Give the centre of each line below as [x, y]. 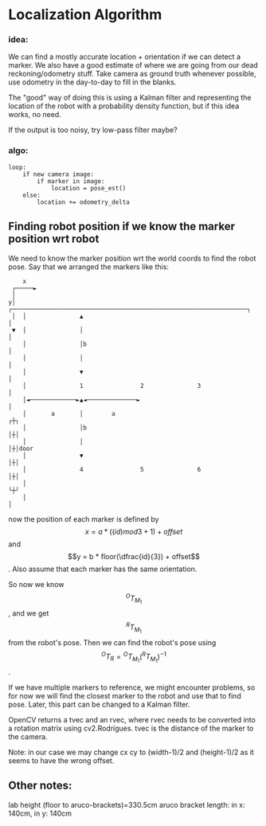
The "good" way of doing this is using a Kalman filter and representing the [130, 98]
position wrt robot [54, 239]
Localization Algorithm [85, 15]
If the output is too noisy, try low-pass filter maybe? [93, 130]
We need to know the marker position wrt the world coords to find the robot [132, 258]
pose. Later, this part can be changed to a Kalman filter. [99, 704]
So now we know [36, 584]
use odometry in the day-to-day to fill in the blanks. [92, 82]
